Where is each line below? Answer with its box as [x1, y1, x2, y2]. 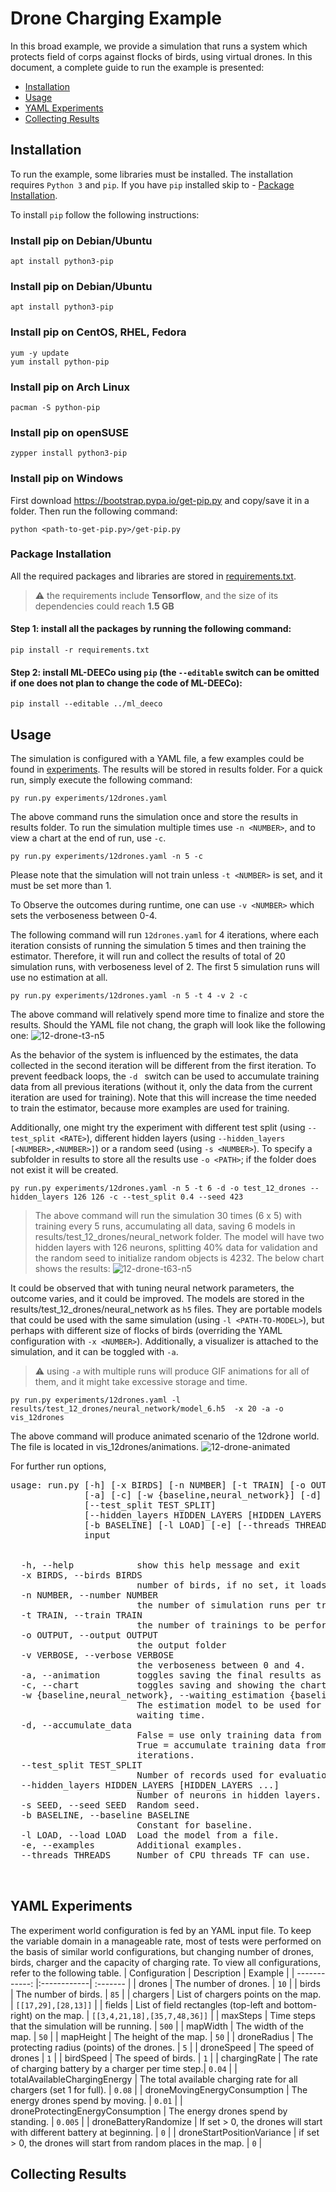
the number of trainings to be [136, 1620, 290, 1631]
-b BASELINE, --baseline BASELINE [20, 1810, 190, 1821]
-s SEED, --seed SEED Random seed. [20, 1800, 201, 1811]
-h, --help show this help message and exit [20, 1560, 301, 1571]
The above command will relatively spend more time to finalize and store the [10, 1008, 325, 1021]
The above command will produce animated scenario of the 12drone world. [10, 1430, 320, 1442]
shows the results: [34, 1263, 111, 1275]
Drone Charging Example [10, 7, 222, 30]
